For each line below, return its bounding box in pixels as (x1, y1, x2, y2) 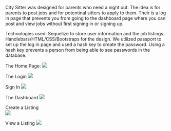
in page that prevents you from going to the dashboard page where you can (5, 15, 166, 21)
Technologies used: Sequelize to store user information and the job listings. (5, 31, 165, 36)
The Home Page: (5, 63, 41, 69)
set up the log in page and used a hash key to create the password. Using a (5, 41, 165, 48)
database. (5, 52, 27, 58)
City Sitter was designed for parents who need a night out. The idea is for (5, 5, 161, 10)
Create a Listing (5, 104, 39, 111)
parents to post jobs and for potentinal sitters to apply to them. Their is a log (5, 10, 166, 16)
